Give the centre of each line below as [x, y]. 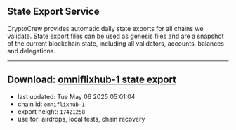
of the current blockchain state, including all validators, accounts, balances [116, 43]
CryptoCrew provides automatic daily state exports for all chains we [105, 28]
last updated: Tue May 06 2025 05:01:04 [76, 96]
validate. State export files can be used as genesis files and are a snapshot [116, 36]
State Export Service [53, 12]
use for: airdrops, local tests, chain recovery [81, 119]
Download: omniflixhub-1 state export [92, 80]
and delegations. [32, 51]
